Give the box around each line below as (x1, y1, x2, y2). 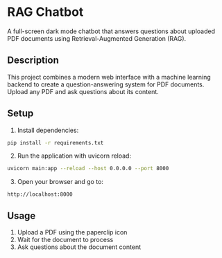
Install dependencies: (17, 126, 79, 134)
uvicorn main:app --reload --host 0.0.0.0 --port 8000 (7, 165, 169, 172)
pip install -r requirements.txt (7, 139, 104, 146)
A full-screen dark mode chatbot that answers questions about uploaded (7, 27, 215, 35)
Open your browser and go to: (17, 178, 104, 186)
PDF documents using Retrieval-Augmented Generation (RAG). (7, 34, 187, 42)
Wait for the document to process (17, 236, 114, 244)
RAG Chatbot (7, 4, 84, 20)
